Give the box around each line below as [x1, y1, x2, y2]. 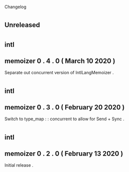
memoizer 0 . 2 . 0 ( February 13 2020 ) [4, 149, 124, 157]
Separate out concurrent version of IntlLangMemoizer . [4, 70, 114, 76]
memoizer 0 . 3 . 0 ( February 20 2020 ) [4, 103, 125, 111]
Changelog [4, 4, 27, 10]
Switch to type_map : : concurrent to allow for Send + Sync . [4, 116, 125, 122]
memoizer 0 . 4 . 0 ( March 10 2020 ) [4, 57, 115, 65]
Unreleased [4, 21, 41, 29]
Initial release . [4, 162, 33, 168]
